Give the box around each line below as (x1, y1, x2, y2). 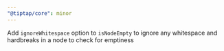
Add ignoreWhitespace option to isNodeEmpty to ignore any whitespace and (7, 29, 218, 37)
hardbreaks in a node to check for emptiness (7, 35, 134, 44)
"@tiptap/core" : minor (7, 10, 72, 17)
